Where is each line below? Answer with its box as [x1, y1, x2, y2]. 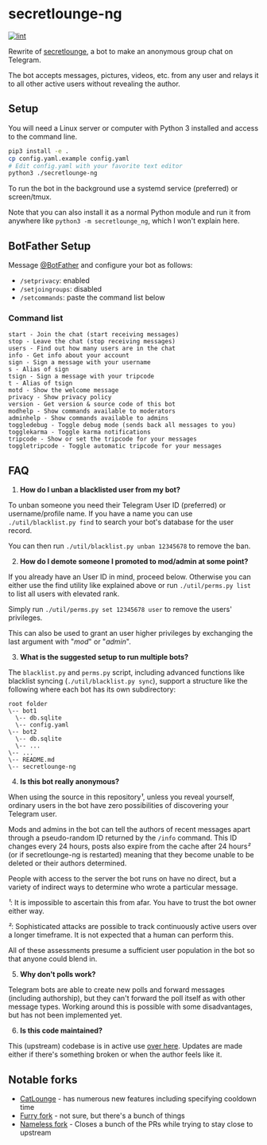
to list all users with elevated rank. [8, 589, 120, 598]
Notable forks [8, 1072, 78, 1086]
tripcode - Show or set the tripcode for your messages [8, 435, 197, 443]
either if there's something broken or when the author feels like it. [8, 1049, 222, 1060]
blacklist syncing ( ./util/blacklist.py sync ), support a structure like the [8, 676, 248, 686]
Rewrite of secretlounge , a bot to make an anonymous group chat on [8, 46, 233, 56]
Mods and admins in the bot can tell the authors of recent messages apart [8, 825, 251, 834]
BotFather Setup [8, 239, 91, 253]
